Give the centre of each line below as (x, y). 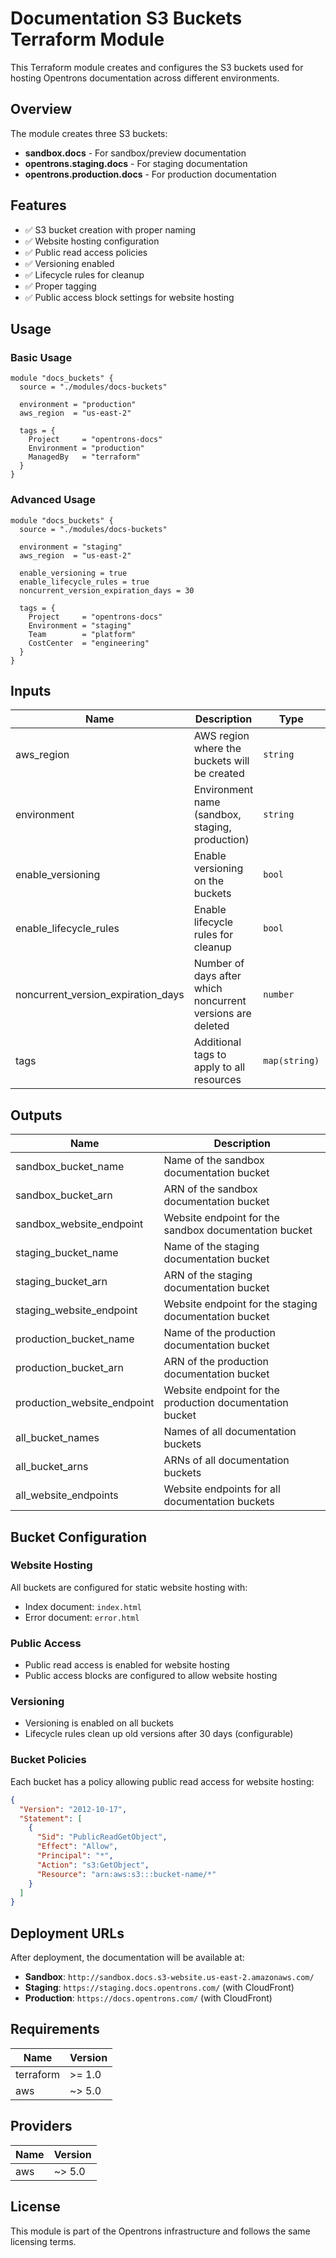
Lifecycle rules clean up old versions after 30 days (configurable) (159, 1734)
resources (217, 1080)
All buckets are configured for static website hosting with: (129, 1587)
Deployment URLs (67, 1933)
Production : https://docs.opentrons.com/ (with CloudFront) (148, 1998)
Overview (41, 109)
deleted (211, 1026)
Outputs (36, 1115)
